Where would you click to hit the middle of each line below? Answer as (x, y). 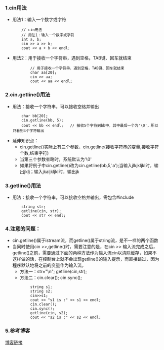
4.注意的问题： (23, 229)
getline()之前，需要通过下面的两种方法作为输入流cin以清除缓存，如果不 (84, 253)
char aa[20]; (43, 73)
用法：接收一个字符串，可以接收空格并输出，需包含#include (73, 197)
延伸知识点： (25, 140)
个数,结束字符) (34, 153)
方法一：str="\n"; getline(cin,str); (53, 272)
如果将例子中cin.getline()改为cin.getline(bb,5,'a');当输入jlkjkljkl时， (87, 165)
